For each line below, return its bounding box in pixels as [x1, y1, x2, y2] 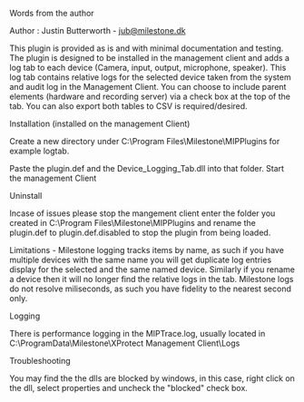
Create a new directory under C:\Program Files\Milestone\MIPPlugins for [9, 136, 280, 146]
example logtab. [9, 145, 70, 156]
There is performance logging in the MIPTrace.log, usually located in [9, 328, 266, 338]
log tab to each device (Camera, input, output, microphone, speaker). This [9, 63, 287, 73]
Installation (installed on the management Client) [9, 118, 191, 129]
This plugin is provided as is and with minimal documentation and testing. [9, 43, 284, 54]
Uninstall [9, 191, 43, 201]
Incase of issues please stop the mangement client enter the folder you [9, 208, 276, 219]
